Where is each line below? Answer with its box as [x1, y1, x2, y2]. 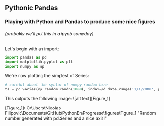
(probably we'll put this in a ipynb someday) [5, 30, 94, 36]
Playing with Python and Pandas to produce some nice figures [5, 18, 155, 25]
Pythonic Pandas [5, 4, 58, 12]
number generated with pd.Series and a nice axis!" [5, 115, 107, 121]
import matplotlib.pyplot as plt [5, 59, 73, 65]
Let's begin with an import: [5, 46, 59, 52]
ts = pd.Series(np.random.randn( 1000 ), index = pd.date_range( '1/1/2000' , [5, 87, 156, 92]
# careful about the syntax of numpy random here [5, 82, 108, 87]
